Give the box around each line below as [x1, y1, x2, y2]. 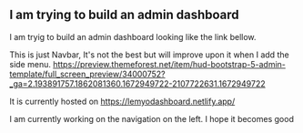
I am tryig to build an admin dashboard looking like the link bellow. [9, 31, 257, 42]
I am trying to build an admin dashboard [9, 7, 239, 23]
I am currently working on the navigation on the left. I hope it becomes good [9, 113, 294, 124]
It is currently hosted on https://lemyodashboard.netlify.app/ [9, 96, 236, 107]
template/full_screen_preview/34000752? [9, 68, 166, 79]
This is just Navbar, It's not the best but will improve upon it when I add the [9, 49, 289, 60]
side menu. [9, 58, 52, 69]
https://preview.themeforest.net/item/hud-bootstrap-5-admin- [53, 58, 287, 69]
